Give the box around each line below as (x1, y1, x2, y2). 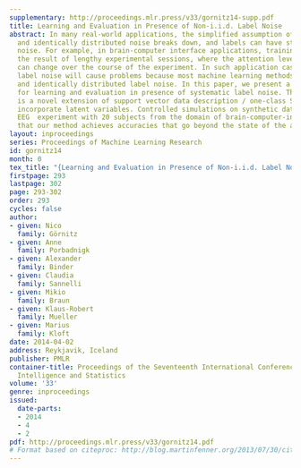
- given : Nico (9, 221, 63, 230)
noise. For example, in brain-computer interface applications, (17, 47, 262, 55)
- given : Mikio (9, 287, 66, 296)
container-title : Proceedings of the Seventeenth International (9, 362, 254, 371)
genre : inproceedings (9, 387, 90, 396)
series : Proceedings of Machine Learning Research (9, 138, 202, 147)
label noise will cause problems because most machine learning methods (17, 72, 295, 81)
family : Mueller (17, 312, 78, 322)
